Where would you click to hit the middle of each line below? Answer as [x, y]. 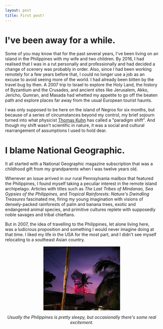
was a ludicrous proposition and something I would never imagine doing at [80, 229]
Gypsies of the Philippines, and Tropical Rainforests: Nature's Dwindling [77, 194]
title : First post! [25, 15]
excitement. [82, 323]
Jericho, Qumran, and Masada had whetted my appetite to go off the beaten [81, 95]
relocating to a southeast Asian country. [45, 240]
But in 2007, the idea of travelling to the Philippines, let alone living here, [77, 224]
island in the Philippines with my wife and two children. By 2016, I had [75, 59]
